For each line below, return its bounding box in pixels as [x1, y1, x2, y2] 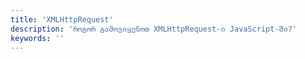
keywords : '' [10, 33, 65, 43]
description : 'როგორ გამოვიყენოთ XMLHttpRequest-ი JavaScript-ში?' [10, 24, 298, 34]
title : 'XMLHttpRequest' [10, 14, 114, 25]
